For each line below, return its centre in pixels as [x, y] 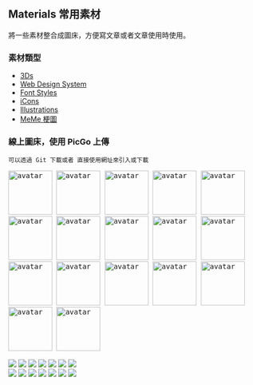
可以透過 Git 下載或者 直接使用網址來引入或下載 [79, 161]
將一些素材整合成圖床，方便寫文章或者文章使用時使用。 [99, 35]
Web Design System [53, 84]
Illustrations [39, 109]
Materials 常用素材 [55, 14]
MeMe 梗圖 [38, 119]
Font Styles [38, 93]
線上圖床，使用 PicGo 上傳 [59, 142]
